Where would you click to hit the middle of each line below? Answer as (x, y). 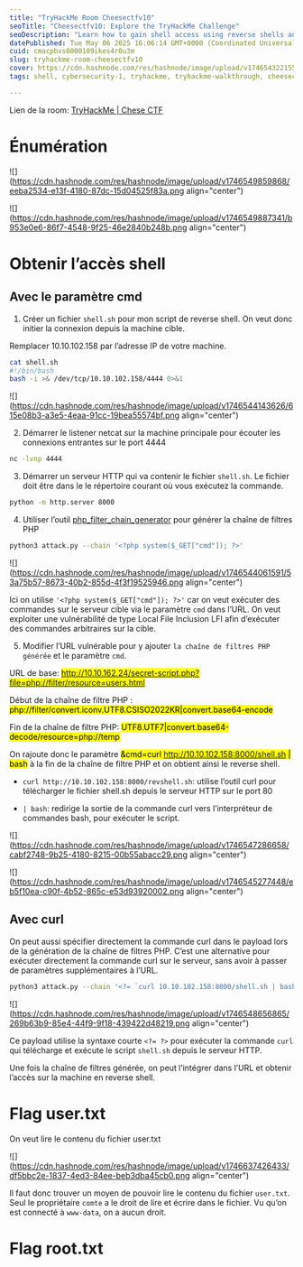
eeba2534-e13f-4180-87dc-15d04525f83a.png (97, 190)
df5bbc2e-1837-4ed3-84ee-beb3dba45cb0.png (100, 1175)
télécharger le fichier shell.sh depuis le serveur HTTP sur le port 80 (147, 791)
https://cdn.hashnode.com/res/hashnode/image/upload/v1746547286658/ (151, 845)
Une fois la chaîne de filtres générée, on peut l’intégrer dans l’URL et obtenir (151, 1068)
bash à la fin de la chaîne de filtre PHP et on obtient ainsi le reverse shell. (145, 763)
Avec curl (37, 920)
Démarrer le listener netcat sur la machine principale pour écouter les (151, 433)
